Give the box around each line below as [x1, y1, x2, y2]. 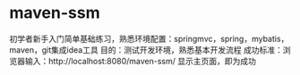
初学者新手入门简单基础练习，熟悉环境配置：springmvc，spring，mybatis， [9, 33, 289, 44]
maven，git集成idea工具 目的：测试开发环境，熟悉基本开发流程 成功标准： [9, 44, 284, 55]
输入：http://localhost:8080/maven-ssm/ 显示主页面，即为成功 [24, 55, 257, 66]
